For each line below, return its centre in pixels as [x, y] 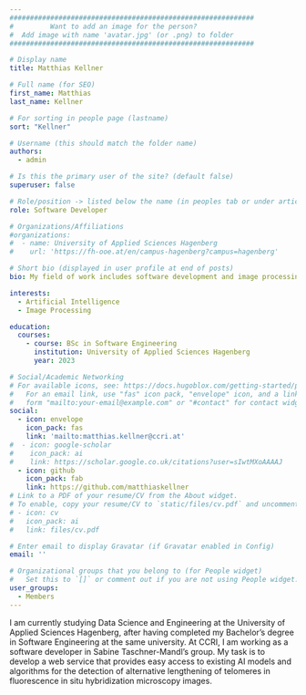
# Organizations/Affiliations [67, 226]
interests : [30, 293]
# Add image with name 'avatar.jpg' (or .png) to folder [122, 35]
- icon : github [46, 471]
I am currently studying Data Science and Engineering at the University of [148, 622]
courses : [34, 335]
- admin [32, 161]
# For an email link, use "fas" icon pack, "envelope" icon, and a [144, 394]
